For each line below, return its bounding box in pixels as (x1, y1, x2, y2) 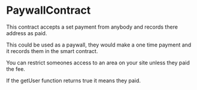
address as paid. (6, 29, 47, 36)
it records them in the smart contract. (6, 47, 98, 54)
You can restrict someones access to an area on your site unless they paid (6, 59, 190, 66)
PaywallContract (6, 4, 91, 17)
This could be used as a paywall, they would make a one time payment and (6, 41, 192, 48)
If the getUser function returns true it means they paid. (6, 77, 141, 84)
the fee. (6, 65, 26, 72)
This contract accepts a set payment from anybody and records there (6, 23, 178, 30)
